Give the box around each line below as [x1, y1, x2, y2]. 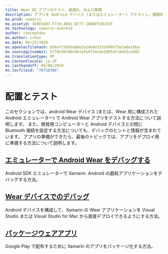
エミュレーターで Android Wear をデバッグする [5, 156, 151, 164]
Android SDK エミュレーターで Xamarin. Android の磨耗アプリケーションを [5, 170, 158, 176]
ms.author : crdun [5, 36, 41, 41]
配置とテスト [5, 91, 58, 103]
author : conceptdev [5, 31, 46, 36]
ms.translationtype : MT [5, 54, 55, 59]
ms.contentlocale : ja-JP [5, 59, 57, 64]
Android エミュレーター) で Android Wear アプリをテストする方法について [5, 115, 157, 121]
